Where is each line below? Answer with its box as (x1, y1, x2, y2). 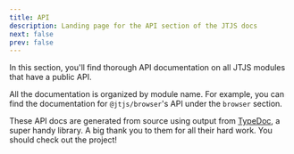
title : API (9, 12, 50, 22)
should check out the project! (9, 134, 118, 145)
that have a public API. (9, 72, 92, 83)
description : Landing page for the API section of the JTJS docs (9, 21, 257, 30)
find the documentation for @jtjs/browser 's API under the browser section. (9, 99, 283, 109)
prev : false (9, 37, 54, 47)
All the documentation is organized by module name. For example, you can (9, 89, 284, 100)
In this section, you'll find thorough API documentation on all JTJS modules (9, 62, 286, 73)
